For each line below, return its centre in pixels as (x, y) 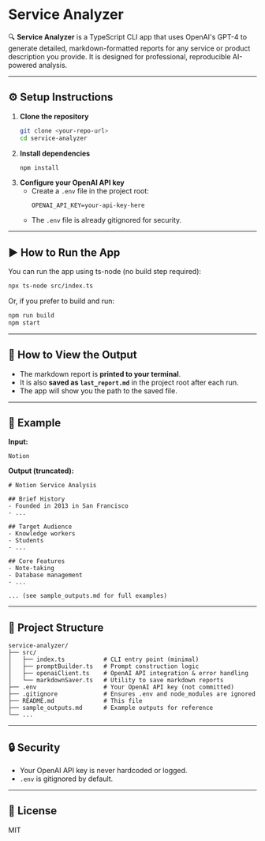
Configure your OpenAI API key (72, 182)
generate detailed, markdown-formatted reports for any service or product (129, 48)
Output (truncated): (41, 471)
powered (22, 65)
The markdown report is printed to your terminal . (100, 374)
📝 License (33, 811)
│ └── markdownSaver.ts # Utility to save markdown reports (116, 681)
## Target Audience (40, 527)
